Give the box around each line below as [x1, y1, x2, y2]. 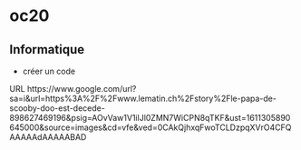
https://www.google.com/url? [26, 84, 137, 94]
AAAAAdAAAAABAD [9, 132, 87, 142]
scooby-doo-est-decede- [9, 103, 106, 114]
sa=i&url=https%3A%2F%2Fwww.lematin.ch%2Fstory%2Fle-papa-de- [9, 93, 277, 104]
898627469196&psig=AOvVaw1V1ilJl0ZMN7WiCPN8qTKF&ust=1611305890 [9, 113, 291, 123]
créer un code [22, 65, 75, 76]
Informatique [9, 42, 85, 57]
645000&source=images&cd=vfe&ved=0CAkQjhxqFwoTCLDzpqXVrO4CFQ [9, 122, 292, 133]
